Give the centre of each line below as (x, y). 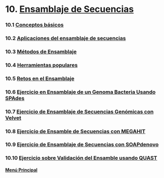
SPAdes (15, 98)
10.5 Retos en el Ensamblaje (40, 78)
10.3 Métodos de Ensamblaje (41, 51)
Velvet (13, 117)
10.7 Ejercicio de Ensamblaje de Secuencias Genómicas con (79, 111)
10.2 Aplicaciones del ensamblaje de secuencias (66, 38)
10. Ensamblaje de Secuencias (69, 9)
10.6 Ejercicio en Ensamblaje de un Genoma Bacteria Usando (80, 92)
